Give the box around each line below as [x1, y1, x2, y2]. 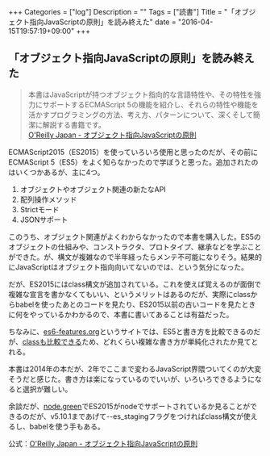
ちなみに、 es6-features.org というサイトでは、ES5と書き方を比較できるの [8, 326, 254, 337]
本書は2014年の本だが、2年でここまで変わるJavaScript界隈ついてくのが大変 [8, 364, 262, 374]
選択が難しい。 [22, 384, 73, 394]
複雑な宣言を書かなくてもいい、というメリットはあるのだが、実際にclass [8, 289, 251, 299]
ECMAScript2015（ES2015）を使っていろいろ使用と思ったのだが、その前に [8, 147, 259, 157]
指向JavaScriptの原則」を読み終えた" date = [29, 17, 177, 27]
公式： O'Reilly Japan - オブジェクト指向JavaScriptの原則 [8, 438, 198, 448]
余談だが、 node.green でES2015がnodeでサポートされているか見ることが [8, 401, 251, 411]
